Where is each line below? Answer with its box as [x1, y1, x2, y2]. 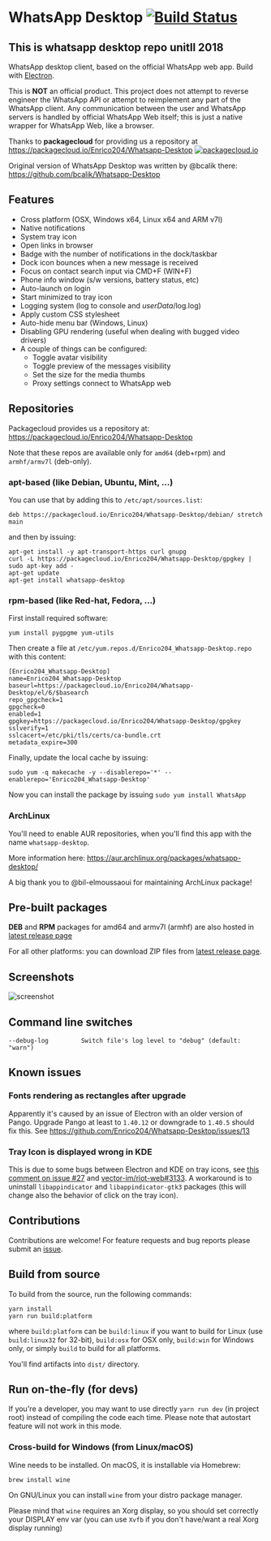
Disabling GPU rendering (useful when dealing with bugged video [19, 326, 240, 336]
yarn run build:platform [8, 1311, 92, 1320]
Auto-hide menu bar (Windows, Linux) [19, 317, 148, 328]
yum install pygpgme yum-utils [8, 629, 114, 637]
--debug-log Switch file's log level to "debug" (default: [8, 1036, 242, 1044]
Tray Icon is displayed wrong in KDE [8, 1146, 153, 1157]
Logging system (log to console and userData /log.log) [19, 300, 201, 310]
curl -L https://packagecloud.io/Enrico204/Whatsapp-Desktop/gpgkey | [8, 554, 252, 563]
